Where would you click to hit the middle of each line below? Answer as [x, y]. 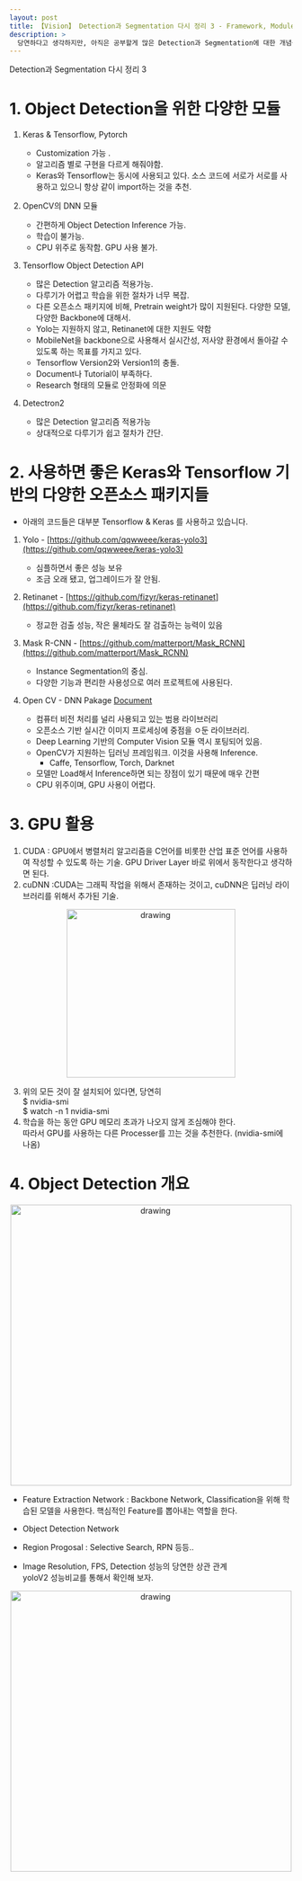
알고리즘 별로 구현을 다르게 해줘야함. [99, 165]
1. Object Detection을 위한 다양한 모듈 [145, 109]
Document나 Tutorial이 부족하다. [94, 374]
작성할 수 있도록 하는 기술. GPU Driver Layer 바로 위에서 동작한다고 [150, 862]
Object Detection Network [71, 1529]
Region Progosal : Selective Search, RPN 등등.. [108, 1547]
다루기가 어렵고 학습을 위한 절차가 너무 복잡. [112, 295]
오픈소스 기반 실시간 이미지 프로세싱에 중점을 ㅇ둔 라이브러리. [142, 730]
